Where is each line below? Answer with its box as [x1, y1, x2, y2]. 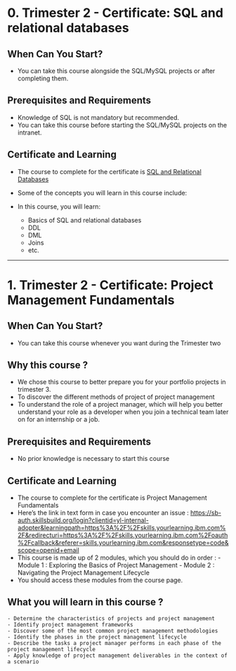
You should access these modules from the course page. [17, 576, 183, 584]
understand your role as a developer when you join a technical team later [17, 407, 229, 417]
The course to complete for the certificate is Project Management [17, 493, 207, 502]
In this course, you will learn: [17, 202, 100, 211]
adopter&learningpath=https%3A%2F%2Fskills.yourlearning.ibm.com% [17, 524, 226, 532]
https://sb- [190, 509, 221, 517]
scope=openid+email [17, 546, 79, 555]
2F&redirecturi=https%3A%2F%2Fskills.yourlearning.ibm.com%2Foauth [17, 531, 228, 540]
